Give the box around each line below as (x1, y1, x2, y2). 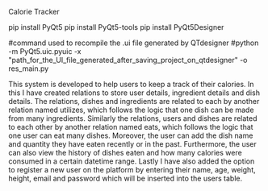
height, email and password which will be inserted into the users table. (8, 173, 243, 183)
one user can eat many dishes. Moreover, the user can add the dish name (8, 131, 253, 140)
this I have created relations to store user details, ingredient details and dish (8, 88, 261, 98)
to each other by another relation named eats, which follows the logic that (8, 122, 253, 131)
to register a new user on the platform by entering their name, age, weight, (8, 165, 256, 174)
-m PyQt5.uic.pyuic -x (8, 47, 82, 56)
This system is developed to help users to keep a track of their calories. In (8, 80, 254, 89)
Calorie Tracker (8, 7, 60, 16)
